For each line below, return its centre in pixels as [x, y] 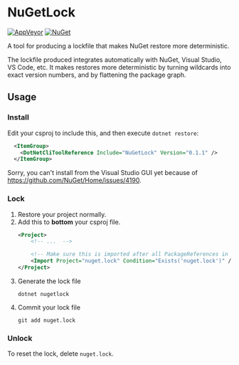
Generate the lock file [49, 281]
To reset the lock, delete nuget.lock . [60, 354]
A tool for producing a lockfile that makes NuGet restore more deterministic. [118, 46]
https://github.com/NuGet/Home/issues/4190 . [74, 180]
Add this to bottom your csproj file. [69, 222]
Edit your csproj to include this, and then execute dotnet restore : [103, 133]
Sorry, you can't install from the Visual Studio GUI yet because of [102, 173]
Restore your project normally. [62, 214]
